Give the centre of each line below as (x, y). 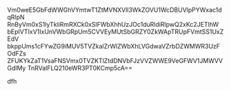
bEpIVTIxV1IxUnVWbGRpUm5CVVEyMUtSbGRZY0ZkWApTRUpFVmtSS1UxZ (115, 31)
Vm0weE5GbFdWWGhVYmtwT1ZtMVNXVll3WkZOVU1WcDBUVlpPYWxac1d (114, 10)
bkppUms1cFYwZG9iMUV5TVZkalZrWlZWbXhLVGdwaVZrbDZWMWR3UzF (114, 46)
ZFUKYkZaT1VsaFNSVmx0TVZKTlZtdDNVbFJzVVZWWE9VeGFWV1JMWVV (115, 61)
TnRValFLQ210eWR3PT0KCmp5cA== (80, 68)
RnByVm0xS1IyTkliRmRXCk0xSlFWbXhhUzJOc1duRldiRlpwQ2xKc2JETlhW (113, 24)
